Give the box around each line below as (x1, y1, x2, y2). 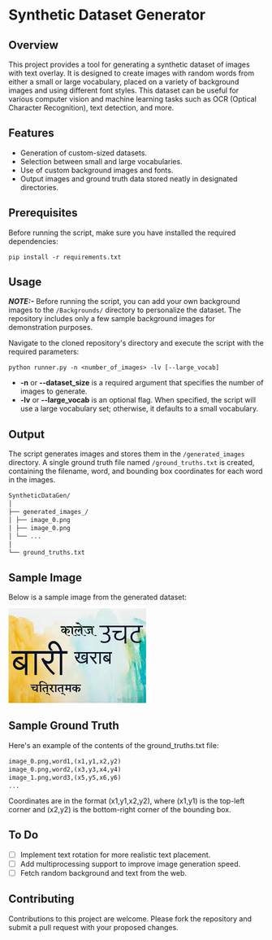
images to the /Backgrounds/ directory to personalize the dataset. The (8, 305, 242, 315)
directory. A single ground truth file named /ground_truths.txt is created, (8, 458, 255, 468)
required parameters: (8, 347, 80, 357)
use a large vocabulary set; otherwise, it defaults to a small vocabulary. (19, 404, 258, 414)
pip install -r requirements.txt (8, 253, 122, 261)
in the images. (8, 475, 56, 485)
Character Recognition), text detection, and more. (8, 103, 175, 112)
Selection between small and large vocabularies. (19, 156, 183, 166)
